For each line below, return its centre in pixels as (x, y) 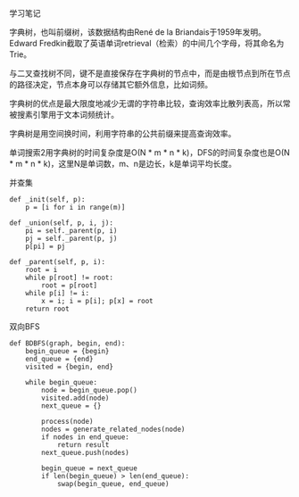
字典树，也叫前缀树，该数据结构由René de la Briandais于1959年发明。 (137, 32)
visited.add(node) (75, 398)
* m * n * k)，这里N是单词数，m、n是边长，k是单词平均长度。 (123, 164)
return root (47, 309)
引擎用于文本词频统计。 (75, 115)
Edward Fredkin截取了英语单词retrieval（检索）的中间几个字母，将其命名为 (147, 43)
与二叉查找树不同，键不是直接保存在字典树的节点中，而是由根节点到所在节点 (150, 73)
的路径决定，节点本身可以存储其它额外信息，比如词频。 (111, 84)
